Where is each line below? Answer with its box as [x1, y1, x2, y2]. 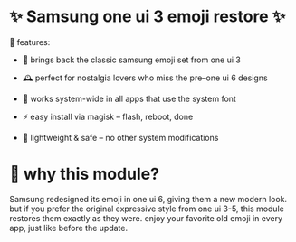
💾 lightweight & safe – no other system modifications [22, 132, 219, 143]
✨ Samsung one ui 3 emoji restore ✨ [9, 6, 286, 27]
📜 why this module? [9, 164, 160, 184]
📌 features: [9, 36, 51, 47]
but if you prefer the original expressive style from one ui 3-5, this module [9, 203, 285, 214]
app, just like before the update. [9, 222, 129, 233]
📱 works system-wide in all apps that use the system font [22, 93, 237, 104]
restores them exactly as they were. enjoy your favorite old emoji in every [9, 212, 283, 223]
